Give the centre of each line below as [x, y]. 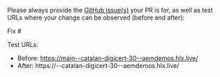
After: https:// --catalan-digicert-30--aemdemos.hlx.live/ [98, 65]
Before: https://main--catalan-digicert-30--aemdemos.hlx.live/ [108, 58]
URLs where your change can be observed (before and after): [96, 17]
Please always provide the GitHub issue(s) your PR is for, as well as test [110, 10]
